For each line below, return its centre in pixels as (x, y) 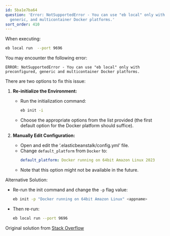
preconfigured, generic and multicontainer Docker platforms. (73, 72)
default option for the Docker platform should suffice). (77, 125)
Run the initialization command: (53, 101)
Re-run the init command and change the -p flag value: (70, 190)
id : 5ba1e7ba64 (21, 10)
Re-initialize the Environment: (45, 91)
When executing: (23, 39)
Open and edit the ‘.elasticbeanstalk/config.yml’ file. (75, 145)
